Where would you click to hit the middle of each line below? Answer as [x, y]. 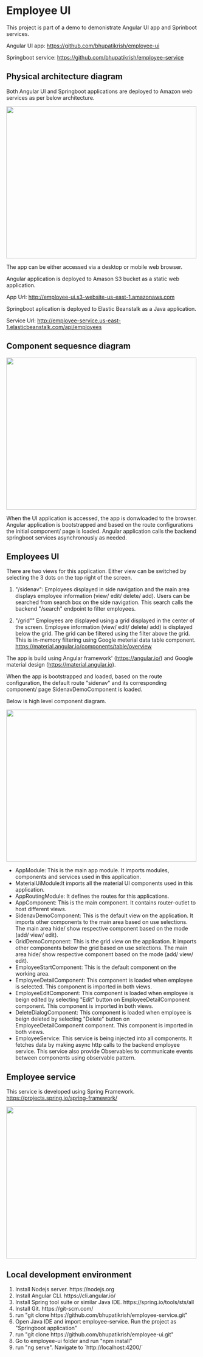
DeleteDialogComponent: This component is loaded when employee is [103, 1013]
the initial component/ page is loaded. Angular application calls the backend [101, 531]
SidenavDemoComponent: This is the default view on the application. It [104, 915]
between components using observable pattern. [75, 1058]
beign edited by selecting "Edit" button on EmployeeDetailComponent [102, 1000]
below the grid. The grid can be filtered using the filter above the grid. [102, 634]
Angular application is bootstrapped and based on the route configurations [100, 524]
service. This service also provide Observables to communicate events [104, 1051]
